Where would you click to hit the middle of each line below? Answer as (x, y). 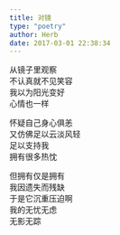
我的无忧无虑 (33, 210)
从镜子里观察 (33, 70)
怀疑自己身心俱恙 (41, 123)
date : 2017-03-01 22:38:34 (60, 43)
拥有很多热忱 (33, 157)
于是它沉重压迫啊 (41, 199)
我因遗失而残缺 (37, 187)
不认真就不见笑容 (41, 81)
